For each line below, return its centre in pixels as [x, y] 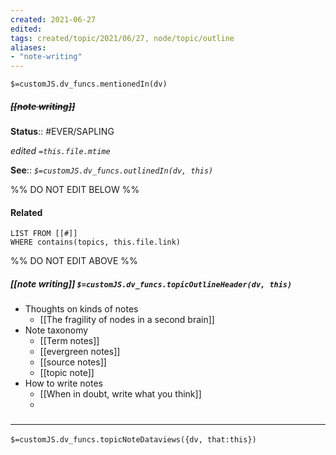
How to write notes [63, 383]
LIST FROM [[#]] [44, 234]
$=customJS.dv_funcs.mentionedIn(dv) [89, 84]
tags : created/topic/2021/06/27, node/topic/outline [122, 38]
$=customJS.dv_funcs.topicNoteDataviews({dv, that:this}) [133, 439]
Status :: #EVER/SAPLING [62, 132]
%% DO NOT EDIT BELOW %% [75, 190]
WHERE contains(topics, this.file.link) [96, 242]
